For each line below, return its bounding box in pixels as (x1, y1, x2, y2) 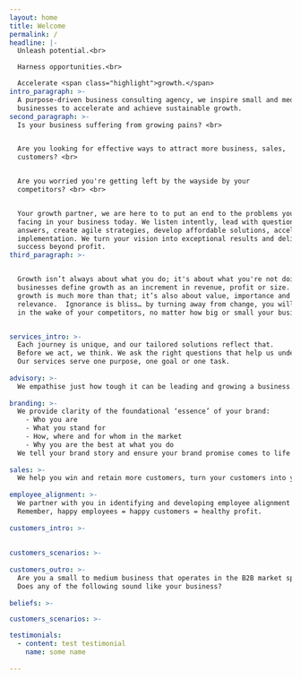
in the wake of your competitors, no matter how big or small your (17, 308, 275, 317)
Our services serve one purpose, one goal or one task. (17, 357, 230, 366)
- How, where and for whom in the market (25, 432, 182, 441)
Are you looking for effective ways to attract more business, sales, (17, 144, 287, 153)
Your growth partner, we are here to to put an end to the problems (17, 209, 279, 218)
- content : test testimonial (17, 640, 126, 649)
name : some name (25, 648, 87, 657)
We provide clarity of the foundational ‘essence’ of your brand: (17, 407, 271, 417)
